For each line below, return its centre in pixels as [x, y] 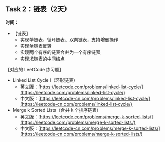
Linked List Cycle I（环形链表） [45, 80]
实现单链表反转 [36, 46]
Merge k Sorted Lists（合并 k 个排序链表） [57, 110]
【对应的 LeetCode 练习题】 [35, 69]
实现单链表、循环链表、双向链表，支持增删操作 [69, 39]
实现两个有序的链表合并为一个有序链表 [60, 52]
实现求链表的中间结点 [42, 59]
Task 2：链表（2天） [38, 9]
